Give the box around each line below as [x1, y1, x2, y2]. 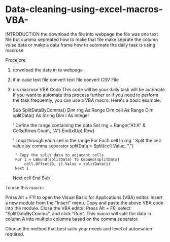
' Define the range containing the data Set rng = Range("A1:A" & [12, 122, 146, 128]
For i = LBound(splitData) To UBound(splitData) [15, 157, 120, 162]
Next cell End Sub [12, 175, 50, 181]
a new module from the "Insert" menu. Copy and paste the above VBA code [5, 199, 164, 206]
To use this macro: [5, 184, 44, 190]
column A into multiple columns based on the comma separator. [5, 216, 139, 222]
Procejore [5, 57, 26, 63]
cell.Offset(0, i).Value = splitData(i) [24, 161, 111, 167]
